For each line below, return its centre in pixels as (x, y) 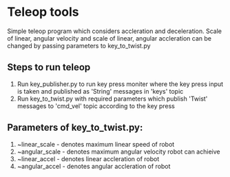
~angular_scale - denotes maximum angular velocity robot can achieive (118, 152)
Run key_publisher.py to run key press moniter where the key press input (120, 84)
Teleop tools (43, 12)
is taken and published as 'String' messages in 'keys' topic (100, 91)
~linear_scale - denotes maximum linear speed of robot (96, 144)
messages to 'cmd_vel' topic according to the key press (96, 106)
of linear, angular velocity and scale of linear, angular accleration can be (109, 38)
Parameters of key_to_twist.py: (75, 128)
